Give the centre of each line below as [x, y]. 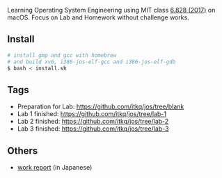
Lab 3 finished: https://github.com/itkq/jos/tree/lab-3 [93, 129]
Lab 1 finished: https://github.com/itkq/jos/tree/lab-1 [92, 114]
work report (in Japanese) [55, 168]
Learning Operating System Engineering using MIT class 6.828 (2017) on [111, 10]
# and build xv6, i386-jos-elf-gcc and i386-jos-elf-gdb [92, 62]
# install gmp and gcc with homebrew [62, 55]
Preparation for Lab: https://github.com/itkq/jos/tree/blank [101, 106]
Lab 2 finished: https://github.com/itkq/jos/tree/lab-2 [93, 122]
